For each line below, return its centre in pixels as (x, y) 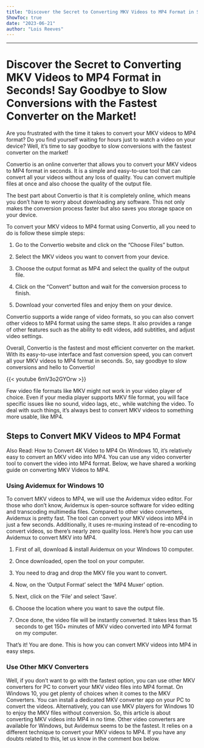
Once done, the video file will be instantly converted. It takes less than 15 (106, 620)
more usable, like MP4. (35, 417)
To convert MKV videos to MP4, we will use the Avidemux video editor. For (100, 499)
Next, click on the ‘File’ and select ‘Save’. (66, 597)
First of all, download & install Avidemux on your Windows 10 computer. (104, 549)
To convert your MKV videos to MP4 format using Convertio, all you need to (101, 227)
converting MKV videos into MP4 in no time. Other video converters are (96, 719)
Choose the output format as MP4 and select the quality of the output (102, 269)
